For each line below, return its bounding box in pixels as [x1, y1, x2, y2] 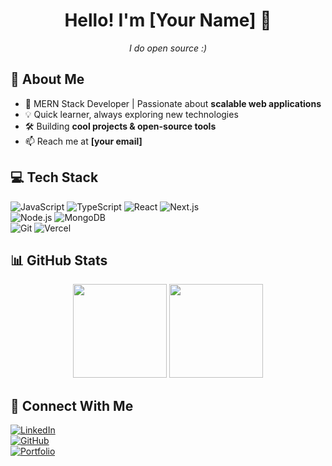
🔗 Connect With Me [10, 397, 134, 414]
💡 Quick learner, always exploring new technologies [24, 108, 239, 120]
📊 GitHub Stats [10, 252, 108, 269]
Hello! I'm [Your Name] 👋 [64, 9, 272, 32]
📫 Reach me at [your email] [24, 135, 143, 147]
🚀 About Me [10, 71, 85, 88]
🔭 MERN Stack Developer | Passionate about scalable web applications [24, 97, 322, 109]
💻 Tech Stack [10, 169, 99, 186]
